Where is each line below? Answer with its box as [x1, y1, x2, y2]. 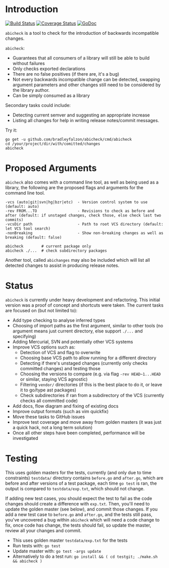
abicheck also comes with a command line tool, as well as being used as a [5, 179, 159, 185]
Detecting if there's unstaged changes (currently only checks [20, 360, 148, 366]
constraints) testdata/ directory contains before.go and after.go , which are [5, 475, 163, 481]
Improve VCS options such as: [12, 344, 76, 350]
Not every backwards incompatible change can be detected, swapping [12, 76, 160, 82]
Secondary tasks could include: [5, 102, 71, 108]
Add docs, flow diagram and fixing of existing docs [12, 403, 119, 409]
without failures [12, 60, 45, 66]
